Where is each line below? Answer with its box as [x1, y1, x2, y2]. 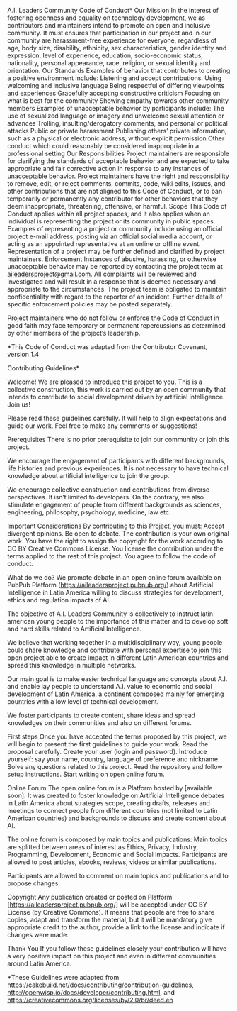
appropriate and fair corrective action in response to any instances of [7, 165, 209, 172]
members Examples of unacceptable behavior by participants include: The [7, 104, 225, 112]
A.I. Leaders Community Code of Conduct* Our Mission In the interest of [7, 6, 219, 14]
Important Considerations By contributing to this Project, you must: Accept [7, 521, 225, 530]
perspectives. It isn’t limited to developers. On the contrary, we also [7, 493, 204, 501]
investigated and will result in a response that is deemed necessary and [7, 277, 216, 286]
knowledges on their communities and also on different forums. [7, 719, 192, 727]
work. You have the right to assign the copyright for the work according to [7, 537, 223, 545]
